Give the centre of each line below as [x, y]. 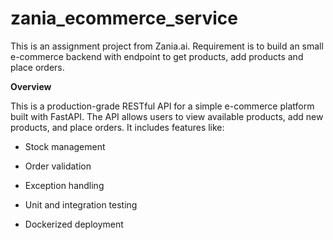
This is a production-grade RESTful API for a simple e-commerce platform [162, 106]
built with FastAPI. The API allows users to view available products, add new [167, 116]
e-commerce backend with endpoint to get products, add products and [157, 56]
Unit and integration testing [81, 204]
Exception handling [64, 185]
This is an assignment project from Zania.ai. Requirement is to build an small [167, 46]
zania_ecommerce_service [124, 18]
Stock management [65, 146]
